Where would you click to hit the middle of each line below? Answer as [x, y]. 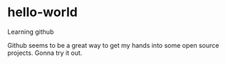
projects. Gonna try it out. [45, 53]
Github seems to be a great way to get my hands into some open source [113, 45]
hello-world [43, 12]
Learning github [31, 32]
